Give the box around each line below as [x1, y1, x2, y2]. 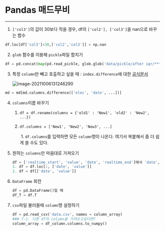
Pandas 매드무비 [5, 4, 70, 16]
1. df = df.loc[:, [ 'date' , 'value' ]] [12, 164, 92, 169]
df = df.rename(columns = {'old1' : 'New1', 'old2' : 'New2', [19, 110, 150, 115]
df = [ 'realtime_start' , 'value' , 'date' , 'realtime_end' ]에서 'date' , [12, 160, 160, 165]
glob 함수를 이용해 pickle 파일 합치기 [12, 51, 83, 57]
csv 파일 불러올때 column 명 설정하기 [12, 202, 80, 208]
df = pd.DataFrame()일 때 [12, 188, 63, 193]
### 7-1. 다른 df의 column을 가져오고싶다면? [12, 216, 96, 221]
